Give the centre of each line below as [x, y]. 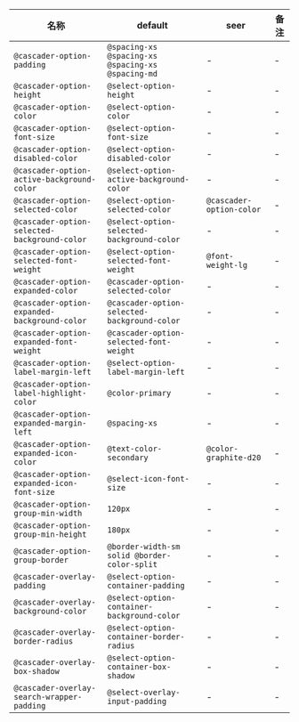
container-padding [146, 585]
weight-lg [226, 265]
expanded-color [46, 291]
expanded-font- [46, 342]
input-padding [137, 701]
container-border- [146, 637]
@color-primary [139, 393]
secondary [128, 458]
